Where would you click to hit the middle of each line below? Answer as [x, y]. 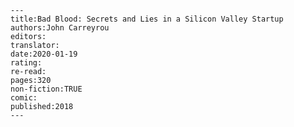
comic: [24, 98]
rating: [26, 63]
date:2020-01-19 [44, 54]
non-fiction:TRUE [46, 89]
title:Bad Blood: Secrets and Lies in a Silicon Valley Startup [147, 19]
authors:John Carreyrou [60, 28]
